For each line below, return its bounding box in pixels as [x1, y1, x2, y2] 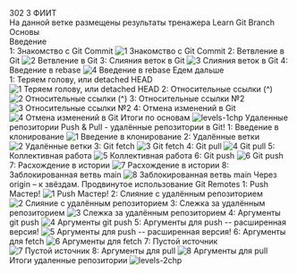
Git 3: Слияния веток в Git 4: [9, 56, 289, 65]
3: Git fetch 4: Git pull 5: [93, 141, 276, 151]
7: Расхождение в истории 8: [9, 160, 230, 170]
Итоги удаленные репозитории [9, 255, 128, 265]
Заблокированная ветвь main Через [9, 169, 277, 180]
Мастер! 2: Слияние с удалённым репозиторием [9, 188, 264, 199]
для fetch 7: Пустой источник [9, 236, 218, 246]
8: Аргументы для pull [91, 245, 176, 256]
